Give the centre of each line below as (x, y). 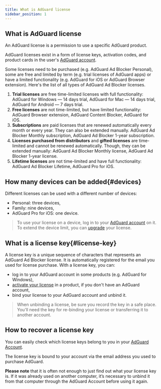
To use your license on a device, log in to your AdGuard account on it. (87, 223)
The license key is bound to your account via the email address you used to (80, 356)
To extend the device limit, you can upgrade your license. (74, 228)
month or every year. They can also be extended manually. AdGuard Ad (83, 130)
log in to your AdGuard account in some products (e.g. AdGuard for (79, 274)
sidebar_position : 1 (26, 14)
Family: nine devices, (33, 208)
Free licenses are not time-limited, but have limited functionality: (77, 110)
